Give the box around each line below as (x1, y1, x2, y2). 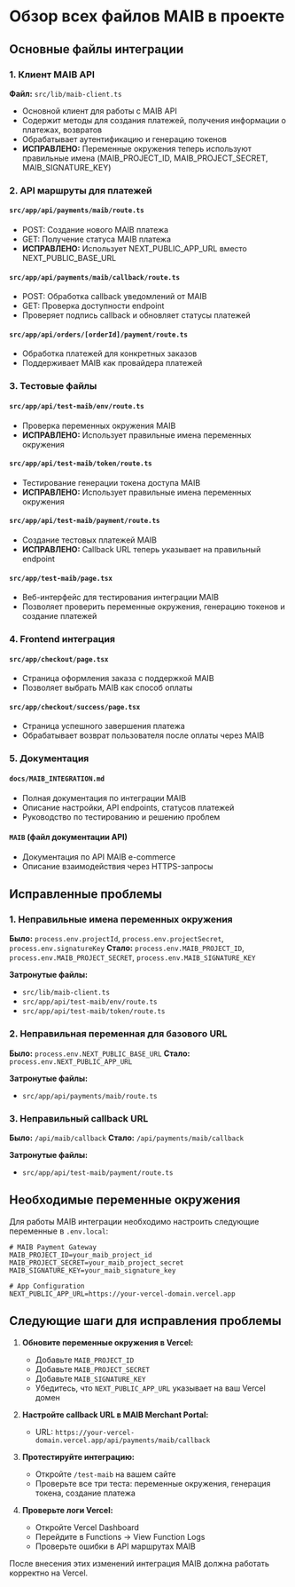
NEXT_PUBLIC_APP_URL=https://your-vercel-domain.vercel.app (9, 1289, 237, 1298)
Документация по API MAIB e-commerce (21, 851, 175, 862)
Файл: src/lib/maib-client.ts (9, 88, 122, 99)
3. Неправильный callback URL (9, 1112, 149, 1124)
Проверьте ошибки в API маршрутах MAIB (35, 1541, 197, 1551)
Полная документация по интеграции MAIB (21, 792, 187, 803)
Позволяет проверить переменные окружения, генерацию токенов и (21, 601, 285, 612)
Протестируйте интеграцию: (21, 1451, 135, 1462)
